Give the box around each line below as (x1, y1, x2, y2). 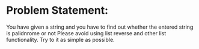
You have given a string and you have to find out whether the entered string (6, 23, 194, 30)
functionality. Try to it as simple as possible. (6, 36, 115, 43)
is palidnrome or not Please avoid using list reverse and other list (6, 29, 167, 36)
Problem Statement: (6, 4, 109, 17)
